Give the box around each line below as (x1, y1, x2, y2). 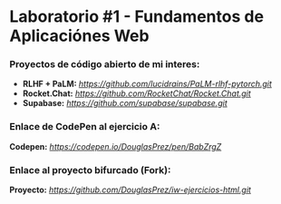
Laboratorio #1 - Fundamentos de (9, 6, 265, 27)
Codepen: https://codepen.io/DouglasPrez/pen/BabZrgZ (9, 141, 222, 151)
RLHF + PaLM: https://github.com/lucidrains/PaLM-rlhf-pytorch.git (22, 79, 272, 90)
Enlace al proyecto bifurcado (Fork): (9, 163, 171, 176)
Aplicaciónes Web (9, 25, 150, 46)
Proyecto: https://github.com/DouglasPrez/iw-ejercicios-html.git (9, 184, 252, 196)
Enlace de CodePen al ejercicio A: (9, 121, 160, 133)
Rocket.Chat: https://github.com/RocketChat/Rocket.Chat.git (22, 88, 251, 99)
